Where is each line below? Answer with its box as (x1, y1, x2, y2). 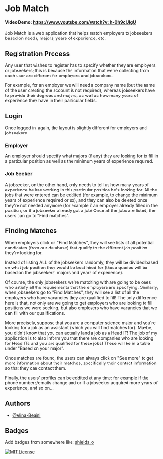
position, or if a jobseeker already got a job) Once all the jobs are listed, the (5, 208, 156, 213)
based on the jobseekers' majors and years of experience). (5, 270, 124, 276)
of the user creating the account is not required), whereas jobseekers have (5, 87, 155, 93)
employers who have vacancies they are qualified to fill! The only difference (5, 295, 157, 301)
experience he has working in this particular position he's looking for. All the (5, 187, 157, 192)
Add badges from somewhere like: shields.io (5, 440, 94, 445)
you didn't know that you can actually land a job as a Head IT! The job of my (5, 330, 158, 336)
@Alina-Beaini (12, 412, 41, 418)
